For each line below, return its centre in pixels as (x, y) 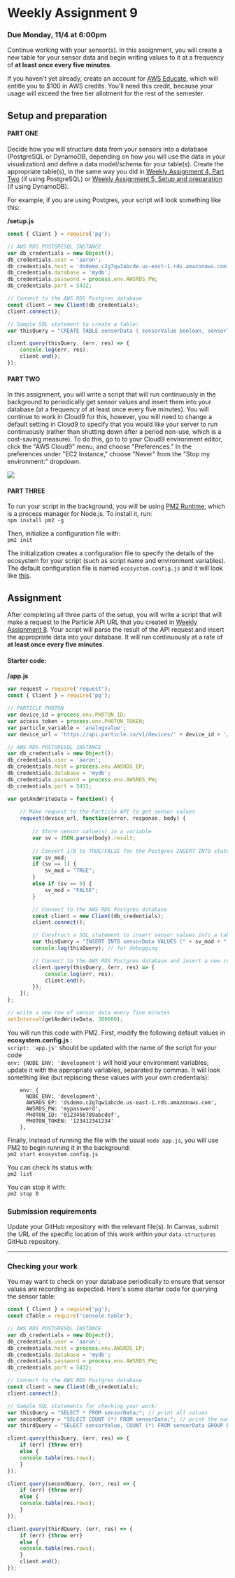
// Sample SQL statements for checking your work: (83, 1406)
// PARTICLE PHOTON (36, 708)
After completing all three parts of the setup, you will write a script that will (115, 615)
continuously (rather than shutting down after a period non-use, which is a (114, 432)
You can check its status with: (50, 1167)
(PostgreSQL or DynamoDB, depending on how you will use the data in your (116, 157)
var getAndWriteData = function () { (60, 799)
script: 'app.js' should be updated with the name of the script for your (112, 1047)
